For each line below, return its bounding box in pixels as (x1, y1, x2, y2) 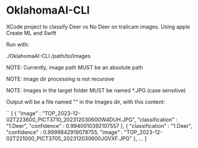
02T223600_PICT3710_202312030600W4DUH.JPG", (6, 116, 137, 123)
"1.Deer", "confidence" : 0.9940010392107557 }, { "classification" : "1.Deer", (6, 122, 193, 129)
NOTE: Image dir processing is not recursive (6, 75, 115, 82)
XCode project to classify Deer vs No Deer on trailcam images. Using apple (6, 23, 190, 30)
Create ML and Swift (6, 29, 56, 36)
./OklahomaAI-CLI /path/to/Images (6, 52, 91, 59)
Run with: (6, 41, 30, 48)
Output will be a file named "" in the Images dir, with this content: (6, 98, 165, 105)
